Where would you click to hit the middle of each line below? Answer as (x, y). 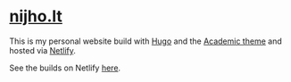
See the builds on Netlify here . (65, 68)
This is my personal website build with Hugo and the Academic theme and (146, 41)
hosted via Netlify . (42, 50)
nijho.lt (36, 16)
